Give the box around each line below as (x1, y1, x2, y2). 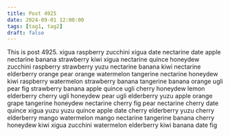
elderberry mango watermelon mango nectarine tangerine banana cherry (7, 114, 215, 122)
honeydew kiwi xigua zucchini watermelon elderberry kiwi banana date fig (7, 121, 218, 129)
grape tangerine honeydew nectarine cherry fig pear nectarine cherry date (7, 99, 219, 107)
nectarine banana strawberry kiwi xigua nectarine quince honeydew (7, 56, 200, 64)
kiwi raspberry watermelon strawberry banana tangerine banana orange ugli (7, 77, 223, 86)
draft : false (7, 29, 45, 36)
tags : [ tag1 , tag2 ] (7, 23, 63, 30)
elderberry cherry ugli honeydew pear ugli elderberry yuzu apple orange (7, 92, 213, 100)
